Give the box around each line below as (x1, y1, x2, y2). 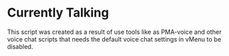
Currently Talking (7, 5, 109, 21)
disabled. (7, 42, 33, 50)
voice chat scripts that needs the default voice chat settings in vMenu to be (7, 35, 222, 43)
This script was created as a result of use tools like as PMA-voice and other (7, 28, 222, 36)
